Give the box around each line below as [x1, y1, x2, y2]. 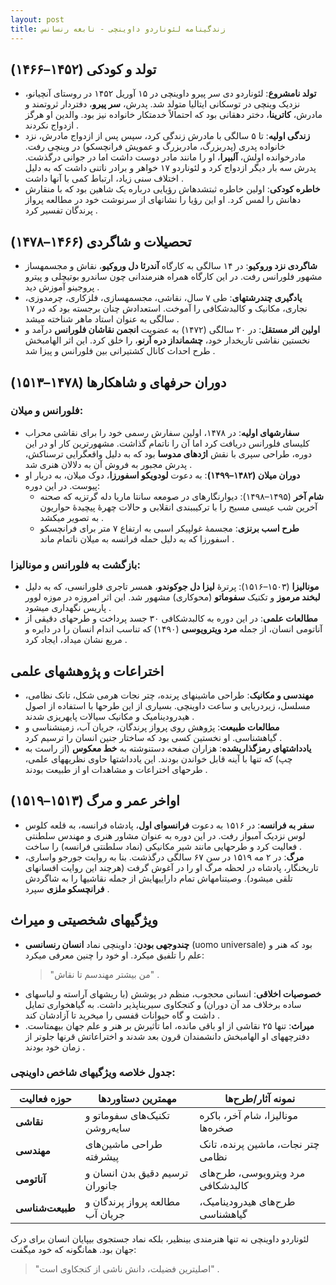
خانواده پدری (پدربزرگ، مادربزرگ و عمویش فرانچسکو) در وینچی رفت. [24, 141, 286, 153]
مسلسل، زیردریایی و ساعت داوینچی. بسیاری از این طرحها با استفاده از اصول [24, 699, 311, 711]
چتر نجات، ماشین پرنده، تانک [199, 1137, 320, 1151]
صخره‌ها [199, 1121, 234, 1135]
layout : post [10, 14, 65, 25]
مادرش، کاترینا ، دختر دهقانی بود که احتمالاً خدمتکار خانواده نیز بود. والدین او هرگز [24, 109, 323, 121]
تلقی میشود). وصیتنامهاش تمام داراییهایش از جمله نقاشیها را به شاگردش [24, 872, 293, 884]
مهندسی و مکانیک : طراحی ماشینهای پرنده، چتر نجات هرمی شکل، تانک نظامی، [24, 689, 314, 701]
